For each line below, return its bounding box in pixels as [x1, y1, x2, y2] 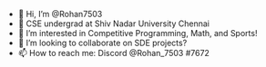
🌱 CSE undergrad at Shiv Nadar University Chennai [17, 18, 210, 29]
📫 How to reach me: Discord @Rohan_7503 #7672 [17, 48, 210, 58]
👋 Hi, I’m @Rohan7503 [17, 9, 103, 19]
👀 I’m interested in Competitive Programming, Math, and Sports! [17, 28, 258, 38]
